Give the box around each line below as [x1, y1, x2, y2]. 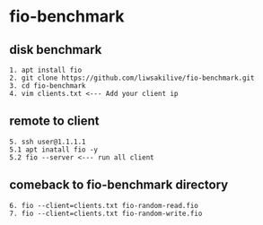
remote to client [9, 114, 100, 129]
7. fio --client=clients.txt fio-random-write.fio [9, 209, 203, 218]
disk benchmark [9, 42, 102, 57]
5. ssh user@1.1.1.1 [9, 137, 87, 146]
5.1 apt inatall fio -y [9, 145, 99, 154]
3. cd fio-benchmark [9, 82, 87, 91]
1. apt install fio [9, 65, 83, 74]
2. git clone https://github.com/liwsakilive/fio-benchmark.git [9, 74, 255, 82]
